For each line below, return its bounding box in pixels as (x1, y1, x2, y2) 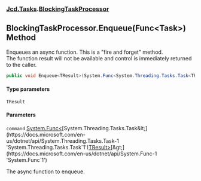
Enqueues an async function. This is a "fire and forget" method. (6, 48, 163, 56)
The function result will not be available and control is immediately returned (6, 54, 192, 62)
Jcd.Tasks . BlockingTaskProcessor (6, 5, 109, 13)
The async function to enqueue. (6, 168, 85, 175)
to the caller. (6, 61, 37, 68)
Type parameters (6, 85, 50, 93)
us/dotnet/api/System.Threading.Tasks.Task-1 (6, 137, 120, 145)
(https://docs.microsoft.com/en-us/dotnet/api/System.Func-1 (6, 150, 157, 157)
